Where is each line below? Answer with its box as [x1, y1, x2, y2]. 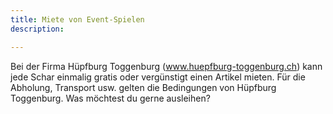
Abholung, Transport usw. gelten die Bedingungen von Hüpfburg [10, 81, 277, 93]
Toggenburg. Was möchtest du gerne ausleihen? [10, 92, 211, 104]
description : [10, 24, 65, 34]
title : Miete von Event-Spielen [10, 14, 145, 25]
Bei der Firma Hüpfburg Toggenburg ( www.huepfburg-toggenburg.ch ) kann [10, 60, 323, 72]
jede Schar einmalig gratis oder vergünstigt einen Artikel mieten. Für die [10, 71, 306, 83]
